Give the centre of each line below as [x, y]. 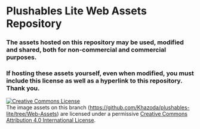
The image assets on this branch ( [48, 107]
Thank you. [23, 88]
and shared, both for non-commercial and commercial [86, 50]
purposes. [21, 57]
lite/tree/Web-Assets [32, 114]
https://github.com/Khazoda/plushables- [139, 107]
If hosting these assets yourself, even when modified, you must [100, 73]
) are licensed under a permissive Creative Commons [122, 114]
